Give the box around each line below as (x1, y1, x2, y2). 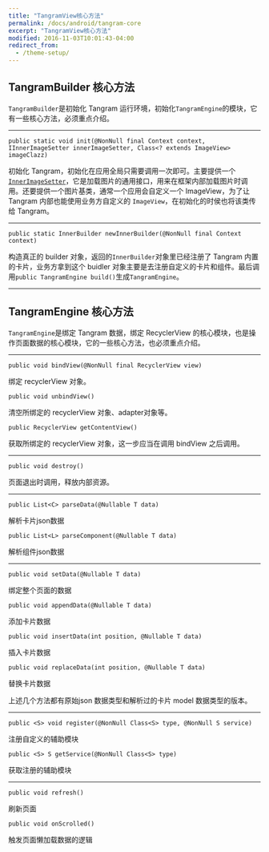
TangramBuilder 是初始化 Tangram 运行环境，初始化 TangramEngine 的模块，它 (8, 103, 258, 113)
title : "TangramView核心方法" (8, 11, 104, 20)
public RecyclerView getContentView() (8, 423, 138, 431)
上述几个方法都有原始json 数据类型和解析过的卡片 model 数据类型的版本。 (8, 695, 252, 705)
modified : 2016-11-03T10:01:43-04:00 (8, 34, 134, 42)
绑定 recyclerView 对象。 (8, 376, 90, 386)
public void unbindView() (8, 392, 94, 401)
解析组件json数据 (8, 547, 65, 556)
